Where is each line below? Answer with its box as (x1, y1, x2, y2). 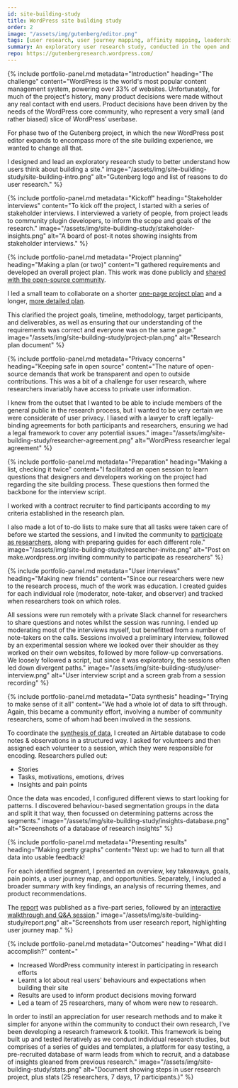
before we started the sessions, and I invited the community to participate (7, 530, 223, 538)
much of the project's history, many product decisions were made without (7, 92, 223, 100)
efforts (17, 968, 38, 977)
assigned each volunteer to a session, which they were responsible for (7, 744, 214, 752)
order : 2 (7, 23, 33, 31)
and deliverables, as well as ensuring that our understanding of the (7, 317, 203, 327)
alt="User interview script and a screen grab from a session (51, 670, 226, 679)
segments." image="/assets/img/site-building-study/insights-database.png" (7, 816, 229, 825)
